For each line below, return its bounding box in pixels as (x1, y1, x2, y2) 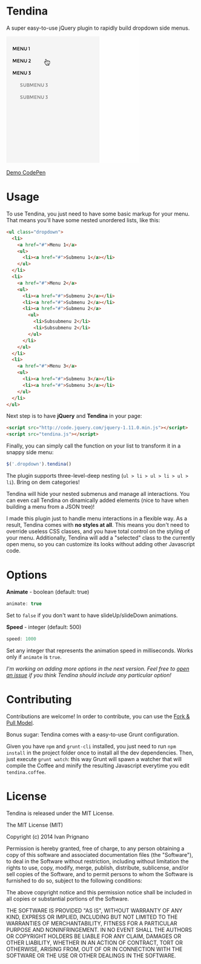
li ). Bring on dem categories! (6, 478, 80, 486)
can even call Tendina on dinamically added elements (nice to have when (6, 497, 189, 504)
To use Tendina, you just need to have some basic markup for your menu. (6, 210, 190, 217)
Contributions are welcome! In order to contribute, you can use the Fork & (6, 713, 190, 720)
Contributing (6, 692, 72, 706)
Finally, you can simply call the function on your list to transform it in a (6, 442, 181, 449)
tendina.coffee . (6, 768, 47, 776)
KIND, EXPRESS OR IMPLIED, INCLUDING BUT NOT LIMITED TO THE (6, 913, 178, 920)
